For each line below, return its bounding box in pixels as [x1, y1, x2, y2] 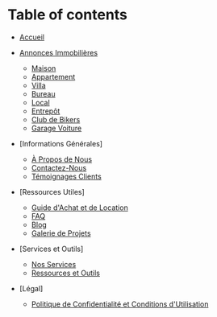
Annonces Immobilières [19, 47, 98, 57]
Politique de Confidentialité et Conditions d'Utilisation [31, 299, 209, 309]
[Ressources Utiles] [19, 187, 86, 196]
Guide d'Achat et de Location [31, 203, 128, 212]
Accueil [19, 32, 45, 42]
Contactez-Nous [31, 163, 87, 172]
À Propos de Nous [31, 154, 93, 164]
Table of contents [7, 6, 128, 24]
